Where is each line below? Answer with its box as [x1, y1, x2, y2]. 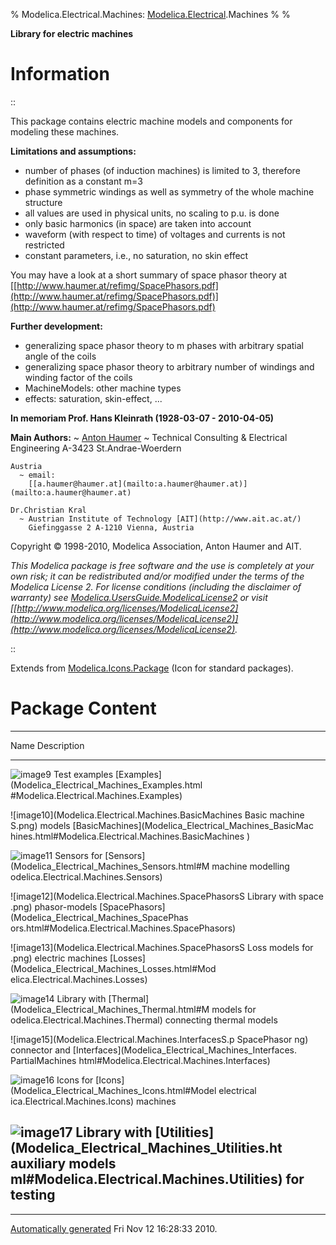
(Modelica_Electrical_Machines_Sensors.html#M [10, 860, 210, 872]
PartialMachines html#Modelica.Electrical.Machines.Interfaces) [10, 1054, 271, 1066]
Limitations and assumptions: [10, 145, 137, 157]
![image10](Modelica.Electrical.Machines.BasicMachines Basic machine [10, 809, 305, 821]
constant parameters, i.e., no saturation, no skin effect [24, 249, 249, 261]
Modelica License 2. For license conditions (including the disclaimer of [10, 580, 302, 593]
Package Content [10, 697, 157, 720]
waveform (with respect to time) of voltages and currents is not [24, 228, 286, 240]
